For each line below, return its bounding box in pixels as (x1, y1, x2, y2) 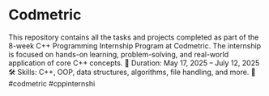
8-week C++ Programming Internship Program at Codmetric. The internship (8, 40, 262, 50)
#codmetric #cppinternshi (8, 78, 96, 88)
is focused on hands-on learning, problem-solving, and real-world (8, 49, 229, 59)
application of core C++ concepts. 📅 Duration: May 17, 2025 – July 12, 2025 (8, 58, 260, 68)
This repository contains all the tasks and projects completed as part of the (8, 32, 259, 42)
